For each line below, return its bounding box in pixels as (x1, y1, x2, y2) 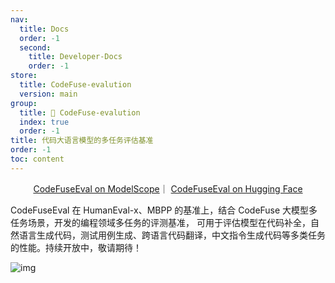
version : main (19, 89, 78, 99)
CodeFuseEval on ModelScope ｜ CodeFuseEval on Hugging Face (33, 182, 303, 195)
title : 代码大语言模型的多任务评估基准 (10, 136, 154, 146)
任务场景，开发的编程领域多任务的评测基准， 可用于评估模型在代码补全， (10, 216, 311, 228)
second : (19, 42, 52, 53)
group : (10, 98, 38, 108)
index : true (19, 117, 70, 127)
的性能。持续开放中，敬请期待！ (10, 241, 142, 253)
